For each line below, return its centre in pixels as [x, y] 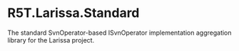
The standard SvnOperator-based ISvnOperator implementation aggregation [119, 33]
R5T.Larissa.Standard [73, 13]
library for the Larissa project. [51, 40]
